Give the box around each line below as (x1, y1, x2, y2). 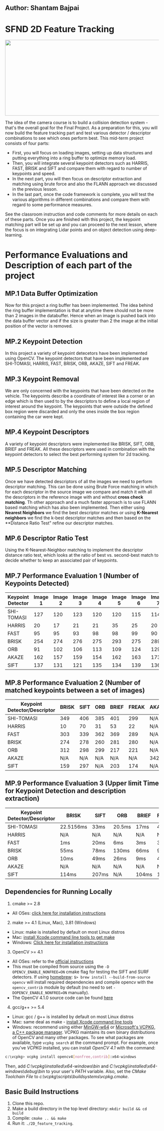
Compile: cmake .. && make (12, 1115, 67, 1121)
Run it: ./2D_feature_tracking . (12, 1120, 74, 1126)
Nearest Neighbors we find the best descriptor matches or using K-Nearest (5, 509, 159, 515)
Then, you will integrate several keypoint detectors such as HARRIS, (12, 160, 149, 166)
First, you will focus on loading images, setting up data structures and (12, 150, 153, 156)
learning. (5, 232, 23, 238)
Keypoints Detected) (5, 579, 69, 587)
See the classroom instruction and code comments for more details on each (5, 211, 158, 217)
